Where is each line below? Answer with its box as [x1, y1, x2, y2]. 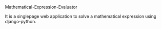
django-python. [5, 19, 37, 24]
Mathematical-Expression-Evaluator [5, 4, 78, 10]
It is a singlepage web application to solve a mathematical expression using [5, 14, 157, 19]
